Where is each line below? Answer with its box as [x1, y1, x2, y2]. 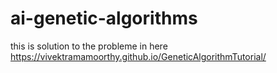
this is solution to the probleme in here [10, 40, 168, 52]
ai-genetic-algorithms [10, 7, 198, 30]
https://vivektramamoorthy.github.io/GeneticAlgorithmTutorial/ [10, 50, 267, 62]
